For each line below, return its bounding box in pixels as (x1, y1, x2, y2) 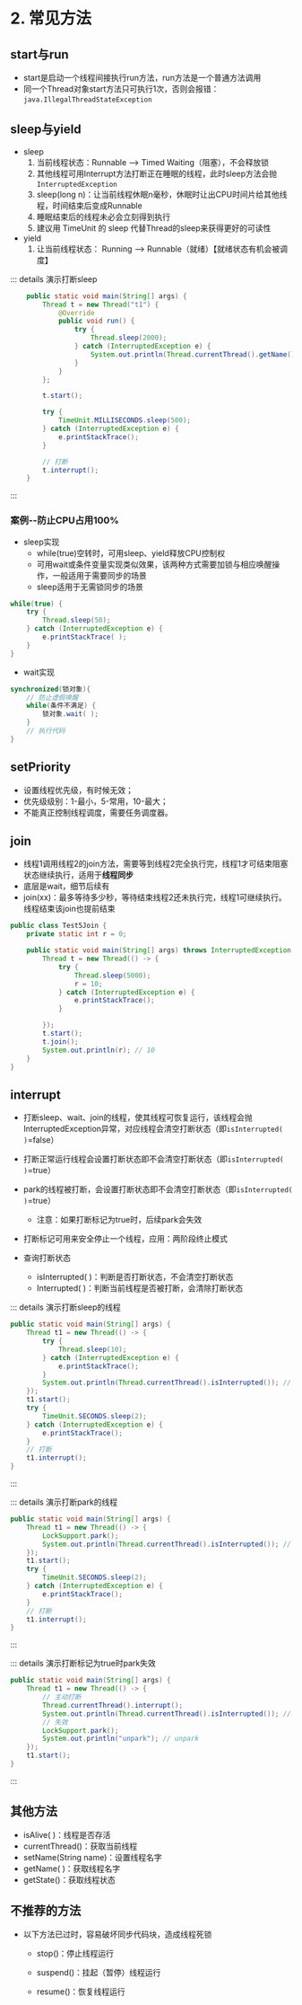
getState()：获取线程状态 (22, 1874, 116, 1885)
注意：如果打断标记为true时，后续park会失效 (36, 1214, 203, 1225)
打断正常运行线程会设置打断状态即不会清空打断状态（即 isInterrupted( (22, 1153, 285, 1164)
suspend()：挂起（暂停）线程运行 (36, 1966, 161, 1977)
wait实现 (22, 667, 56, 677)
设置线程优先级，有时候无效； (22, 784, 134, 795)
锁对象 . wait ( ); (42, 710, 99, 719)
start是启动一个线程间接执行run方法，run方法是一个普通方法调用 (22, 73, 262, 83)
